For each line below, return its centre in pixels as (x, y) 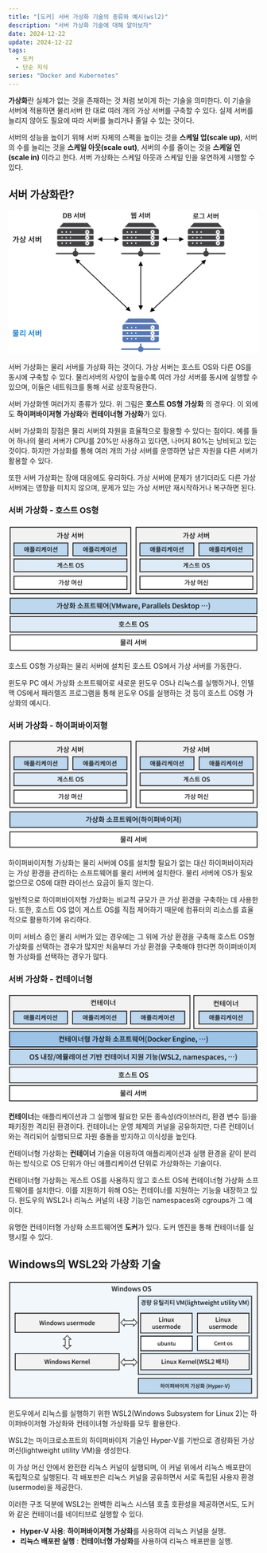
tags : (17, 51)
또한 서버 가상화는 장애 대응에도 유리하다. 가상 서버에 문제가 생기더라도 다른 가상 (132, 478)
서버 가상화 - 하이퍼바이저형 (58, 725)
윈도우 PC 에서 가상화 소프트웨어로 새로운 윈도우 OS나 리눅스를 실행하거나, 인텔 (131, 682)
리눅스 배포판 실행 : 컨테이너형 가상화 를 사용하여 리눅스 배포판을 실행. (126, 1541)
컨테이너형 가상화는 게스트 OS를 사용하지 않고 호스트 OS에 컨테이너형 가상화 (126, 1180)
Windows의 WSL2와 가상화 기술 (85, 1265)
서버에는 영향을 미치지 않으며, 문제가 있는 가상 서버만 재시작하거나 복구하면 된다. (132, 488)
